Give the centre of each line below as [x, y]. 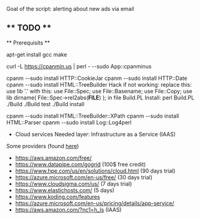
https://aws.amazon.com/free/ [53, 157]
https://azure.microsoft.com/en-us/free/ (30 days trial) [84, 177]
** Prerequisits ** [28, 43]
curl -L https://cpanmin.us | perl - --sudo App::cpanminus [79, 66]
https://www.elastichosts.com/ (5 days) [65, 190]
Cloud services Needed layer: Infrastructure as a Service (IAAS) [95, 134]
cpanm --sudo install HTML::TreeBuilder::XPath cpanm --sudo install [93, 116]
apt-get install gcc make [37, 54]
